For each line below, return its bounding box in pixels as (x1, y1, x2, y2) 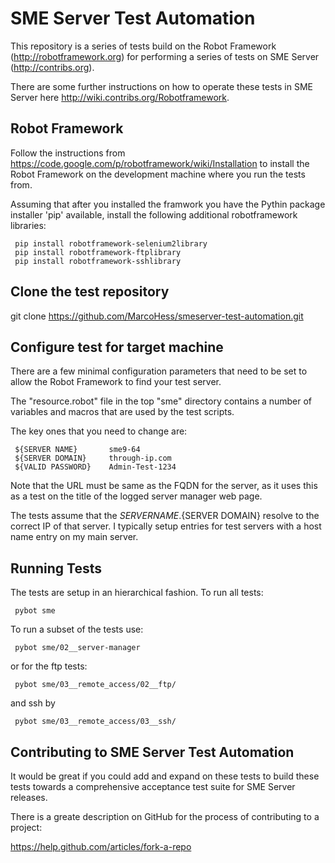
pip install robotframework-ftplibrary (14, 247, 182, 257)
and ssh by (10, 697, 56, 709)
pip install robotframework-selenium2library (14, 238, 208, 249)
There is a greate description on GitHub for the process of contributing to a (10, 811, 320, 822)
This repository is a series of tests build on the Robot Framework (10, 40, 277, 52)
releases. (10, 792, 48, 803)
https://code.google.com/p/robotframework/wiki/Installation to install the (10, 157, 310, 169)
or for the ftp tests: (10, 660, 88, 672)
